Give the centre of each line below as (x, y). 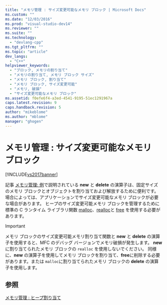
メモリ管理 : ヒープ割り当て (33, 297)
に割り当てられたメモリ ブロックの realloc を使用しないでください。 (76, 248)
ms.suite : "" (19, 33)
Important (15, 226)
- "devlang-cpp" (26, 42)
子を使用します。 (22, 267)
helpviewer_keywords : (28, 65)
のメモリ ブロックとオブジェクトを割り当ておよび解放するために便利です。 (82, 191)
